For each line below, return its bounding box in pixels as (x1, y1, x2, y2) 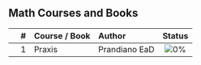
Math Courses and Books (8, 6, 139, 20)
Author (98, 30, 126, 41)
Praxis (33, 43, 58, 55)
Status (162, 30, 189, 41)
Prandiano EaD (98, 43, 156, 55)
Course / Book (33, 30, 91, 41)
